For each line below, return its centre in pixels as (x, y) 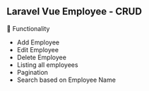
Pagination (32, 72)
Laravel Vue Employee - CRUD (74, 12)
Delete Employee (41, 57)
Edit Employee (38, 49)
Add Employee (38, 42)
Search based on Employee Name (66, 80)
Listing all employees (47, 65)
